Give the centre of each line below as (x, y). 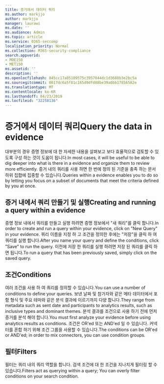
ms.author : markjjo (25, 14)
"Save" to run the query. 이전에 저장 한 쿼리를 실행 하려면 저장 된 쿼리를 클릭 (79, 246)
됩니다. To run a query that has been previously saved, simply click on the (83, 253)
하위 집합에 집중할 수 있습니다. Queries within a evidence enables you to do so (82, 175)
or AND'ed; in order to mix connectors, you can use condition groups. (75, 335)
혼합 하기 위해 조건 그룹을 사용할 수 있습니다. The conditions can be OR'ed (86, 330)
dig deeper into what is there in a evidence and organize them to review (77, 163)
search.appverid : (23, 55)
